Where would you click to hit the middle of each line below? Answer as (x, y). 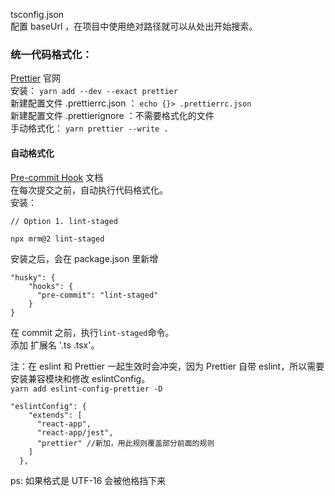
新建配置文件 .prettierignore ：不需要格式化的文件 (112, 116)
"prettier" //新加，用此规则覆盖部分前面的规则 (125, 443)
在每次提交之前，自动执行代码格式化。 (89, 190)
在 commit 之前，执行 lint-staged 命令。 (92, 332)
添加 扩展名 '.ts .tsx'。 (55, 345)
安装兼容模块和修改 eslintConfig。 (80, 378)
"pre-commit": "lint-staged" (97, 295)
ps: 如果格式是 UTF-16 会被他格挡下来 (88, 480)
